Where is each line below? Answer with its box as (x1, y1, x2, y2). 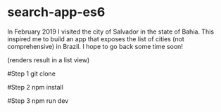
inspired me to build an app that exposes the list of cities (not (7, 34, 184, 43)
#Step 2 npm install (7, 83, 63, 91)
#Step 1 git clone (7, 69, 56, 78)
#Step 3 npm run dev (7, 96, 69, 105)
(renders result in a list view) (7, 55, 90, 64)
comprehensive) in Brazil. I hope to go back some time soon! (7, 42, 183, 50)
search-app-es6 (7, 4, 106, 20)
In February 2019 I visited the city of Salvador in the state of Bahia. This (7, 27, 215, 36)
